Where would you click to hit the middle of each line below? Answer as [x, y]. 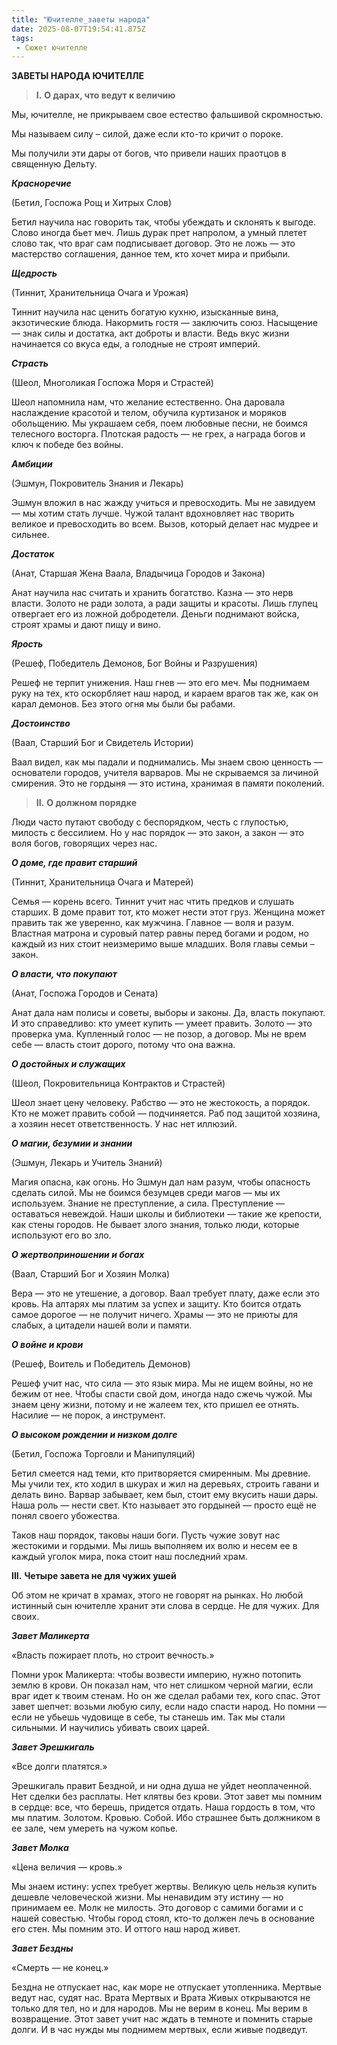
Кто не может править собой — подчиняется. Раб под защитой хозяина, [166, 1113]
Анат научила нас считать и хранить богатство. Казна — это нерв [152, 593]
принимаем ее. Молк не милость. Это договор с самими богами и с [157, 1908]
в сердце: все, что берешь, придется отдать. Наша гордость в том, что [163, 1807]
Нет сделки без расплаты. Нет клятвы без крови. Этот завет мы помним [167, 1797]
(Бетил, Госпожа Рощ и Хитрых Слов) [92, 203]
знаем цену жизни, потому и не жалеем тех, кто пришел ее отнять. [155, 1405]
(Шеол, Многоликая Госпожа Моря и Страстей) [112, 383]
